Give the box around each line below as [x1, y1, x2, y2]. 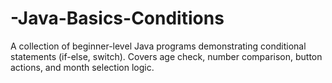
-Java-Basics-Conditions [10, 7, 225, 30]
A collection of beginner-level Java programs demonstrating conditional [10, 40, 307, 52]
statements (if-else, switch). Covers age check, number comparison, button [10, 50, 323, 62]
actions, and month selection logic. [10, 61, 155, 73]
